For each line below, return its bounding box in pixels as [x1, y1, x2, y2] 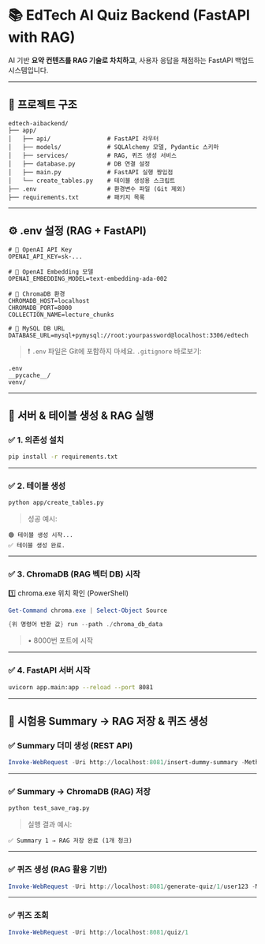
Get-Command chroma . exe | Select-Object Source [8, 606, 168, 614]
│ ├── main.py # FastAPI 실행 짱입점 [8, 168, 174, 176]
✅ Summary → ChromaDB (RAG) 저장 [8, 786, 151, 797]
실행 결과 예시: [27, 819, 73, 829]
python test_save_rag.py [8, 804, 90, 812]
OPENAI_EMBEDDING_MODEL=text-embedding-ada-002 [8, 274, 168, 282]
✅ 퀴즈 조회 [8, 910, 49, 921]
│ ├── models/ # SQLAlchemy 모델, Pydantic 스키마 [8, 143, 219, 151]
